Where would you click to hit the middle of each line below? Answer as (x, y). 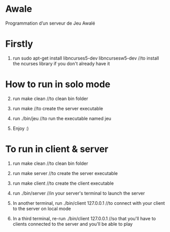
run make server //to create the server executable (65, 173)
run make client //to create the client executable (63, 183)
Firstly (19, 44)
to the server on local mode (42, 208)
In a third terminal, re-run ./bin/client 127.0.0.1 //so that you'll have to (84, 218)
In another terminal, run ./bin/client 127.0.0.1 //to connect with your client (89, 203)
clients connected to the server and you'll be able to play (73, 224)
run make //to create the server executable (58, 108)
